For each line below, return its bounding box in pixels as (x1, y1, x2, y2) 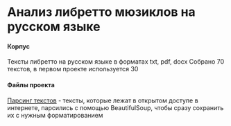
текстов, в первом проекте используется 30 (7, 65, 139, 73)
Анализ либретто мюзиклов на (7, 4, 196, 20)
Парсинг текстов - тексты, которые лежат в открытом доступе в (7, 96, 199, 105)
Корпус (7, 42, 30, 51)
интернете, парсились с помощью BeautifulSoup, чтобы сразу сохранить (7, 103, 224, 111)
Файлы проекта (7, 80, 55, 89)
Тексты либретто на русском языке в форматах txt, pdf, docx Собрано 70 (7, 57, 225, 66)
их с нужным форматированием (7, 111, 103, 119)
